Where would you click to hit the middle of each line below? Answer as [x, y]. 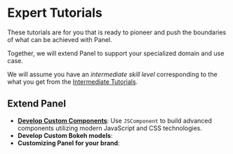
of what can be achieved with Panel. [60, 39]
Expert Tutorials [55, 13]
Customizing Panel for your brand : [69, 143]
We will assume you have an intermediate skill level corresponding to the [112, 74]
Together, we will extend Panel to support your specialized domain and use [116, 53]
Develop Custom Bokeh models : [65, 135]
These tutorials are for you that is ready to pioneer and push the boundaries [117, 32]
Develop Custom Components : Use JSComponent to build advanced [115, 120]
